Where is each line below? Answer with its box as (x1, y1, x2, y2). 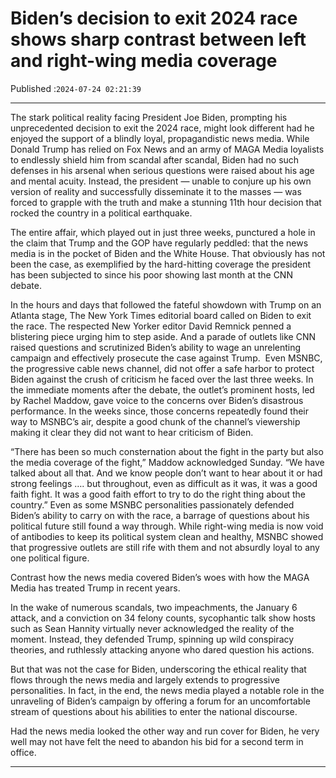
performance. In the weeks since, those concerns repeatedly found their (10, 405, 309, 417)
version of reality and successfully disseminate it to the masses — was (10, 185, 302, 197)
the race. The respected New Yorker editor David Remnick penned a (10, 320, 292, 332)
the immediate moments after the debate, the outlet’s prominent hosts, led (10, 383, 315, 396)
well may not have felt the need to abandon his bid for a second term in (10, 735, 304, 747)
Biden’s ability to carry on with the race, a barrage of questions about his (10, 509, 310, 521)
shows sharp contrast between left (10, 28, 307, 51)
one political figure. (10, 552, 90, 564)
